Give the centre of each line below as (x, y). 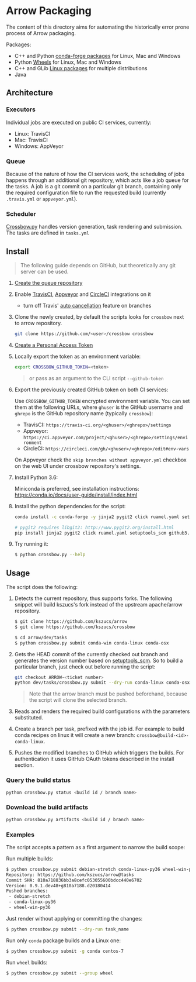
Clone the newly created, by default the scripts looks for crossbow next (99, 317)
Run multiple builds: (30, 859)
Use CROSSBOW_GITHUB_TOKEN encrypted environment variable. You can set (102, 401)
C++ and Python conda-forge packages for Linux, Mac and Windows (97, 56)
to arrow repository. (38, 323)
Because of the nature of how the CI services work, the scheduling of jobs (95, 174)
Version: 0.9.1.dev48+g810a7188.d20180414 (58, 885)
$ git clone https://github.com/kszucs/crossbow (75, 627)
